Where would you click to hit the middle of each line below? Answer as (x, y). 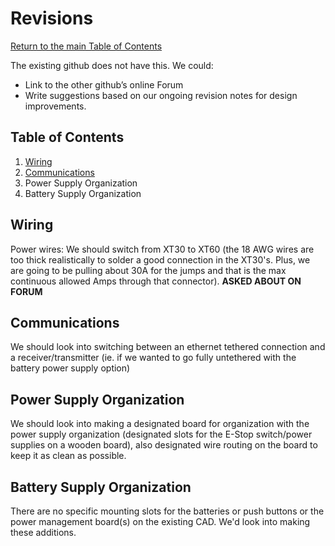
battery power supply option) (70, 368)
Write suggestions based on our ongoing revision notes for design (161, 95)
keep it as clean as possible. (68, 456)
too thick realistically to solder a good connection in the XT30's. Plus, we (160, 259)
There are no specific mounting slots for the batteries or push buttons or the (167, 511)
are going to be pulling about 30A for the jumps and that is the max (148, 270)
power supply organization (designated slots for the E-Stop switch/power (161, 434)
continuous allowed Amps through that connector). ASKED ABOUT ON (156, 281)
